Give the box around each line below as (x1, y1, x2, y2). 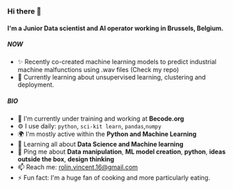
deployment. (17, 80, 54, 89)
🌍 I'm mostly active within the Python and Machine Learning (17, 130, 197, 138)
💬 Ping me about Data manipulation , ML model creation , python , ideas (17, 147, 226, 156)
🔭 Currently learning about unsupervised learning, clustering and (17, 73, 206, 82)
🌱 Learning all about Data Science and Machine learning (17, 140, 184, 149)
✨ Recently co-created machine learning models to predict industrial (17, 58, 217, 66)
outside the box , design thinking (17, 155, 115, 164)
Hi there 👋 (7, 6, 42, 16)
